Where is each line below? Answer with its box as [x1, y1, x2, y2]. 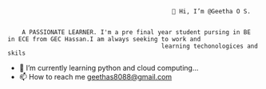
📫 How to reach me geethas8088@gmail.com [18, 72, 173, 81]
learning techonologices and [161, 42, 259, 50]
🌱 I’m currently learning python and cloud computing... [18, 64, 199, 72]
